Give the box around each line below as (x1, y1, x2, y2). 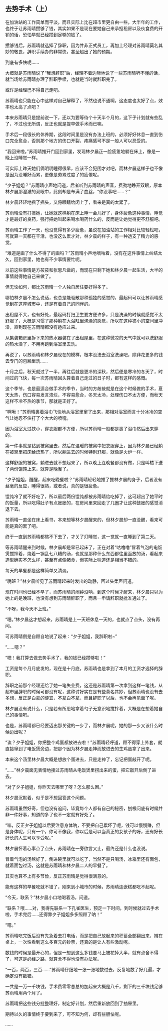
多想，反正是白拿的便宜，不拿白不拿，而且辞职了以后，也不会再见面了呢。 (5, 695, 158, 701)
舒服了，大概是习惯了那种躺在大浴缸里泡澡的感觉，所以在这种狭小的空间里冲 (5, 318, 163, 324)
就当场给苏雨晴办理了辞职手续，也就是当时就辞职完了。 (5, 76, 119, 82)
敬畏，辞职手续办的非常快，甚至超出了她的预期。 (13, 48, 115, 54)
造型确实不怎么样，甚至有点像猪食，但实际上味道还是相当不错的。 (5, 557, 141, 563)
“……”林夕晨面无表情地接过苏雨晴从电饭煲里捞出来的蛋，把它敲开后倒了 (5, 767, 152, 773)
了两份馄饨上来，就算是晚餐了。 (5, 466, 71, 472)
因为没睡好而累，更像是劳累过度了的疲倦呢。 (9, 171, 101, 177)
